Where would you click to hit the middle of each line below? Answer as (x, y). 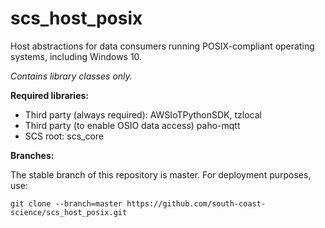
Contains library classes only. (71, 76)
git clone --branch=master (66, 203)
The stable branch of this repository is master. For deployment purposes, (161, 174)
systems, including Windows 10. (76, 56)
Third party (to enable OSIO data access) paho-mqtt (132, 125)
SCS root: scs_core (64, 136)
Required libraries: (50, 95)
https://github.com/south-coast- (196, 203)
